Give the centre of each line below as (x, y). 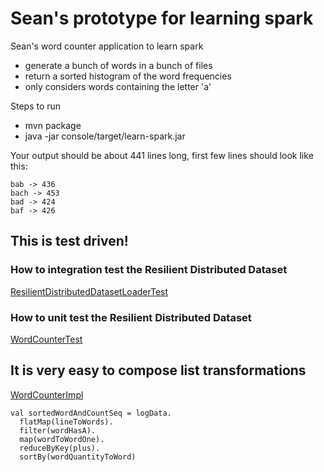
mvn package (53, 125)
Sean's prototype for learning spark (162, 18)
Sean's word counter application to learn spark (107, 46)
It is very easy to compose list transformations (158, 370)
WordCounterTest (46, 339)
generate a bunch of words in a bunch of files (118, 65)
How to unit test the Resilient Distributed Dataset (131, 317)
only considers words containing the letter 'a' (118, 86)
